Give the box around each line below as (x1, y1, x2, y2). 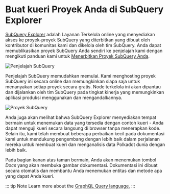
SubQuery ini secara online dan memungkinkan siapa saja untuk (5, 78, 140, 84)
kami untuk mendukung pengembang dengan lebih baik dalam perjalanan (5, 136, 160, 142)
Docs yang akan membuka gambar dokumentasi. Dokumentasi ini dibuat (5, 162, 158, 168)
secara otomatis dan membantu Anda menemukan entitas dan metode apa (5, 167, 162, 174)
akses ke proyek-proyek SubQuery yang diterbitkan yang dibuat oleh (5, 37, 150, 43)
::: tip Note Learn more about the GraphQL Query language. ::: (5, 183, 135, 189)
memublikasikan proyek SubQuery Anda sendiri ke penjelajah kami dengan (5, 47, 163, 54)
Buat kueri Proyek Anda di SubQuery (5, 4, 164, 15)
